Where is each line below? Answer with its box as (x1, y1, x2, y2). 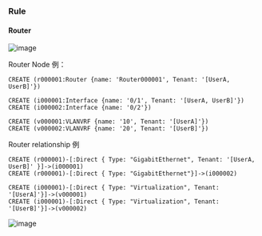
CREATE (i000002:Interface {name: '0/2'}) (8, 104, 152, 112)
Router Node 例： (8, 60, 66, 70)
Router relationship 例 (8, 140, 80, 150)
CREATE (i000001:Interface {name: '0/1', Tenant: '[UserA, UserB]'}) (8, 97, 245, 105)
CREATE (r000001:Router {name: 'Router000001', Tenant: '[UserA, (8, 76, 230, 84)
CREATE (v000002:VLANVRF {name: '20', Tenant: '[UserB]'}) (8, 125, 209, 133)
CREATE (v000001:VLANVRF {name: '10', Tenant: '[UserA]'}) (8, 118, 209, 126)
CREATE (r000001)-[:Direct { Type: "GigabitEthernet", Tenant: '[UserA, (8, 156, 256, 164)
